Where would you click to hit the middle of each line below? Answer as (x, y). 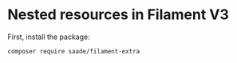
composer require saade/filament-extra (74, 51)
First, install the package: (49, 37)
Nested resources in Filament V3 (118, 15)
